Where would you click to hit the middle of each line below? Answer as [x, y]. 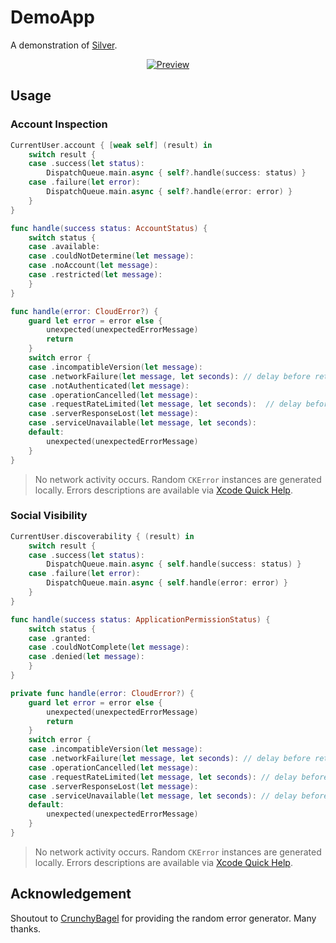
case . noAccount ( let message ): [93, 266]
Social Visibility [49, 516]
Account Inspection [59, 124]
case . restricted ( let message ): [95, 275]
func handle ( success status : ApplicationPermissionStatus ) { [140, 619]
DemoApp [52, 17]
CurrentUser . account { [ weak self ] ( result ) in [111, 145]
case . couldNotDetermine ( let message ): [111, 256]
